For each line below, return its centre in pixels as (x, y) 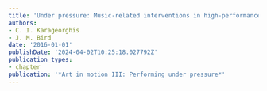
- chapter (25, 67)
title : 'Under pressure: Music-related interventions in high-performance (135, 15)
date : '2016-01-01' (41, 45)
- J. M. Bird (30, 38)
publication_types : (41, 60)
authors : (23, 23)
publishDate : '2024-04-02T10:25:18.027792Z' (83, 52)
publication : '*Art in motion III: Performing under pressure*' (117, 74)
